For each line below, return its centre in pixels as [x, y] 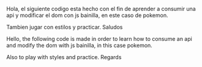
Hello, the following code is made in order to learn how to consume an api [99, 39]
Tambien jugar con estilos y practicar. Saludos [65, 27]
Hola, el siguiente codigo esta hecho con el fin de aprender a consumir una [101, 9]
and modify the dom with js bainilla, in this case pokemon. [80, 45]
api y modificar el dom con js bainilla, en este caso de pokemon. [87, 15]
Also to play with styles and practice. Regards [64, 57]
